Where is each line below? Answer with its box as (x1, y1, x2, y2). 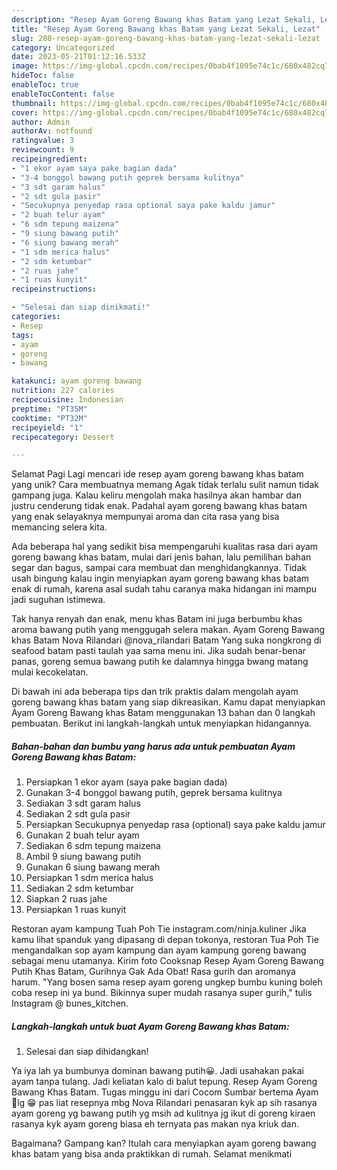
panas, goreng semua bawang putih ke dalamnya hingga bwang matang (11, 656, 309, 668)
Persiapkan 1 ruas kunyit (25, 904, 127, 916)
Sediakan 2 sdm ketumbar (25, 882, 134, 895)
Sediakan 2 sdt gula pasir (25, 808, 131, 820)
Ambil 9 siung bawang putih (25, 851, 142, 863)
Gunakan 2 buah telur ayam (25, 829, 140, 841)
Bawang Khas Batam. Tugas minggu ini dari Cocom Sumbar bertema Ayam (11, 1086, 319, 1098)
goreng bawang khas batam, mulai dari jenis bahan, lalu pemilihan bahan (11, 551, 312, 563)
